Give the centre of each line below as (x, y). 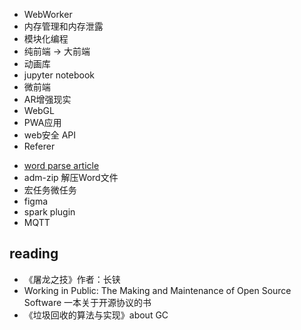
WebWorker (48, 14)
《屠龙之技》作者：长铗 (72, 279)
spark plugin (49, 212)
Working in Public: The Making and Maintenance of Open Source (157, 290)
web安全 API (50, 135)
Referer (39, 146)
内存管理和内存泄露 (63, 26)
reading (34, 254)
